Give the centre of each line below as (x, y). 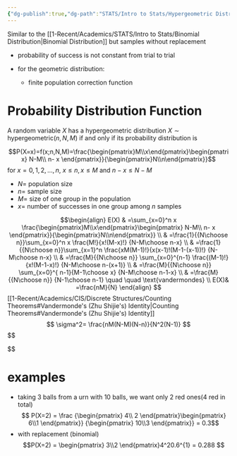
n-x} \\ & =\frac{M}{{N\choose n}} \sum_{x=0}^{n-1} (115, 257)
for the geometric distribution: (61, 68)
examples (36, 377)
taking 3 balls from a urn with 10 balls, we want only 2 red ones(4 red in (121, 397)
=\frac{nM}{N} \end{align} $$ (119, 287)
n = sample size (39, 191)
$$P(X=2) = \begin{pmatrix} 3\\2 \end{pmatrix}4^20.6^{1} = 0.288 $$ (124, 445)
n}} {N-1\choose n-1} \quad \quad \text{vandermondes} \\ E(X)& (136, 280)
